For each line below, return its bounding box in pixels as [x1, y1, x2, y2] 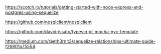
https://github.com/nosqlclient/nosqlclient [5, 19, 92, 25]
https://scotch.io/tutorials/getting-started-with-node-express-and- [5, 4, 144, 10]
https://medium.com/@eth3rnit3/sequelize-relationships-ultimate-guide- [5, 38, 156, 44]
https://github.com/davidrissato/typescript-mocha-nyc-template [5, 29, 138, 34]
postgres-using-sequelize [5, 9, 59, 15]
